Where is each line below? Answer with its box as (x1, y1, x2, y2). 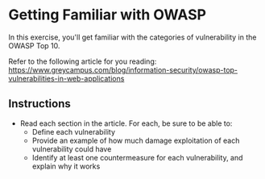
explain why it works (31, 161, 101, 171)
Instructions (8, 97, 71, 110)
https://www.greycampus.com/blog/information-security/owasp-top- (8, 65, 238, 74)
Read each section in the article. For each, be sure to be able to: (19, 119, 233, 128)
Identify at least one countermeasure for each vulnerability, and (31, 152, 243, 162)
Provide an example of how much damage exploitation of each (31, 135, 240, 145)
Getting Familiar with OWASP (8, 6, 207, 24)
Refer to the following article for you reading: (8, 56, 157, 66)
